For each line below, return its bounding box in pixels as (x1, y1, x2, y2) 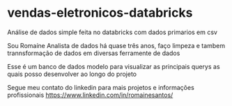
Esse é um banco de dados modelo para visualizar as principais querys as (7, 62, 221, 70)
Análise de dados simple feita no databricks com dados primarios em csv (7, 28, 218, 36)
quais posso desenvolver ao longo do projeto (7, 70, 137, 78)
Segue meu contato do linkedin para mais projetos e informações (7, 83, 195, 91)
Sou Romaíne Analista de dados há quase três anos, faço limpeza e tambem (7, 41, 225, 50)
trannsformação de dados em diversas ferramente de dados (7, 49, 180, 57)
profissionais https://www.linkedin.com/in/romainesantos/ (7, 91, 173, 99)
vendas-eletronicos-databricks (7, 5, 193, 21)
